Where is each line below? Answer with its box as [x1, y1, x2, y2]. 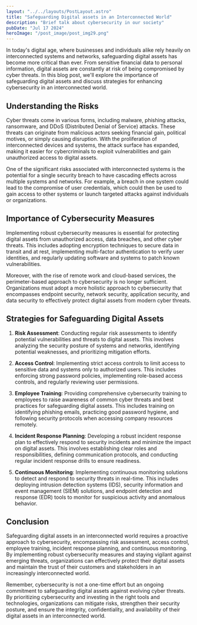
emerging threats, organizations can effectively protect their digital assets [6, 557, 185, 564]
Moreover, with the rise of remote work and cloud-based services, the [6, 271, 176, 279]
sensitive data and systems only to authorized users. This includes [14, 365, 176, 373]
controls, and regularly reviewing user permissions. [14, 378, 139, 385]
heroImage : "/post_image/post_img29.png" [6, 31, 109, 36]
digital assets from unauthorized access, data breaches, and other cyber [6, 236, 182, 243]
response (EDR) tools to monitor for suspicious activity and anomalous [14, 493, 186, 500]
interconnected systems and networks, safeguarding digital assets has [6, 53, 178, 60]
